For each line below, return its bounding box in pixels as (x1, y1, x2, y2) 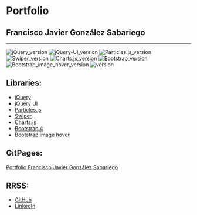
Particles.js (14, 106, 42, 113)
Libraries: (6, 78, 42, 88)
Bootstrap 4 (14, 125, 43, 132)
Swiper (14, 112, 32, 119)
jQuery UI (14, 100, 38, 107)
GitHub (14, 196, 32, 203)
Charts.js (14, 119, 37, 126)
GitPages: (6, 148, 43, 158)
